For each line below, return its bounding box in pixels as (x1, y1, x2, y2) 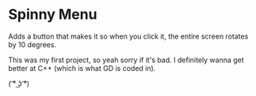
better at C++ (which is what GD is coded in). (8, 63, 156, 72)
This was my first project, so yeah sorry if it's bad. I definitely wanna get (8, 55, 244, 65)
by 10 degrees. (8, 39, 57, 49)
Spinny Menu (8, 6, 97, 24)
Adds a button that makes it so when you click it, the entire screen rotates (8, 31, 249, 41)
